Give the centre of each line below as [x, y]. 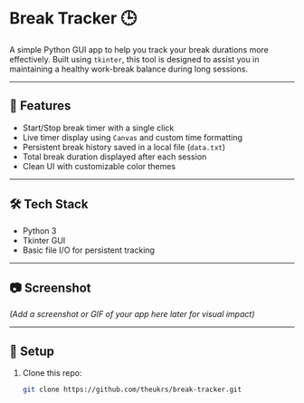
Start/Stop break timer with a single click [98, 128]
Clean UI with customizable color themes [99, 166]
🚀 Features [40, 106]
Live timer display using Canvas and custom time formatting [132, 137]
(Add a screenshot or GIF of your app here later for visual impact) [132, 314]
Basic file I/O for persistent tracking [89, 250]
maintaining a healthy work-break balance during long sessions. [129, 69]
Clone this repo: [52, 373]
